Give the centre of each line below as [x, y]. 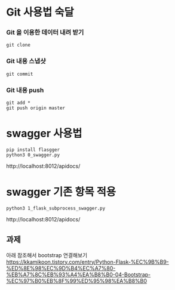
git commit [20, 74]
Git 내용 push [25, 90]
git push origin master [36, 108]
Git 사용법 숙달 [40, 12]
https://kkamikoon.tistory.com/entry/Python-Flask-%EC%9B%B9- [87, 262]
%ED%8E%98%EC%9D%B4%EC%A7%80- [61, 268]
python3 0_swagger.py [33, 155]
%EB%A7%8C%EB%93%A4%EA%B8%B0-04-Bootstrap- [79, 274]
